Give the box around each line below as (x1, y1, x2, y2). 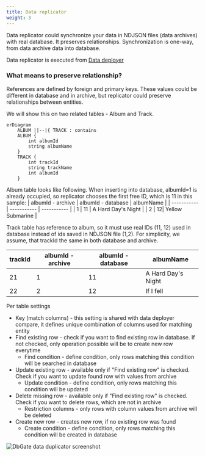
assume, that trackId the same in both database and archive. (6, 236, 159, 244)
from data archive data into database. (6, 44, 101, 52)
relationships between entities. (6, 98, 84, 106)
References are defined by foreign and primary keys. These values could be (6, 85, 197, 92)
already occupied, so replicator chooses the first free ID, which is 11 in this (6, 192, 193, 200)
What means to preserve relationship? (6, 71, 122, 80)
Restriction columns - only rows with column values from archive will (24, 405, 197, 412)
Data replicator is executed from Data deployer (6, 56, 124, 63)
